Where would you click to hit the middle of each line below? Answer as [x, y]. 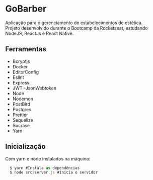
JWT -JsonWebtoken [34, 88]
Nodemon [23, 99]
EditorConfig [26, 72]
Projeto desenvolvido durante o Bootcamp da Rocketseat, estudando [76, 28]
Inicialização [26, 147]
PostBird [21, 104]
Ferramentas [26, 49]
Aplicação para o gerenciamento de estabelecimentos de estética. [74, 23]
